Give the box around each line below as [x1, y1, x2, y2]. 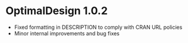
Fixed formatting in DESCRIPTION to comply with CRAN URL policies [14, 24, 183, 31]
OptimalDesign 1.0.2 [5, 4, 108, 18]
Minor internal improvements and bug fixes [14, 29, 120, 37]
